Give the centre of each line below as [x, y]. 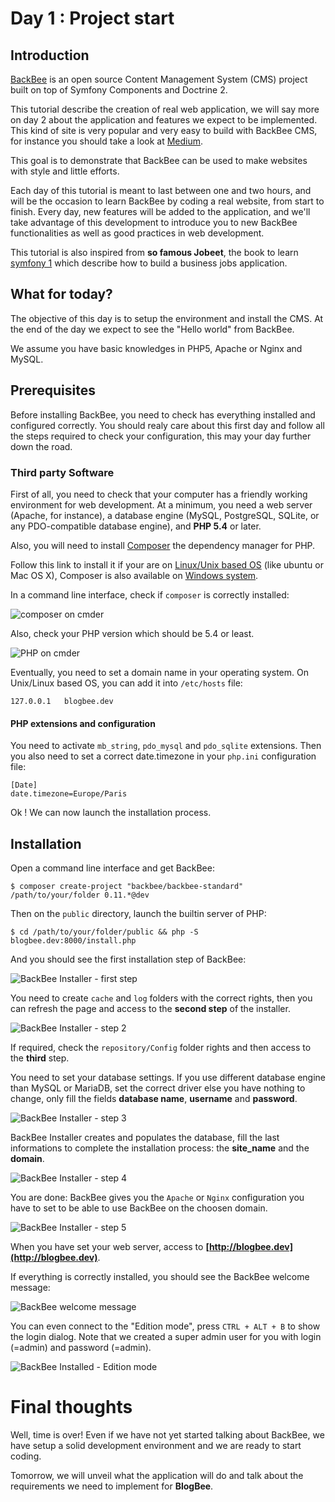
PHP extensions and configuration [83, 723]
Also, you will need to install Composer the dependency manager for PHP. [163, 545]
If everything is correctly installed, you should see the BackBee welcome [160, 1276]
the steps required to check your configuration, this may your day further [161, 436]
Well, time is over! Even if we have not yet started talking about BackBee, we [167, 1434]
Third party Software [62, 472]
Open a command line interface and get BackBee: [112, 868]
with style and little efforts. [65, 171]
